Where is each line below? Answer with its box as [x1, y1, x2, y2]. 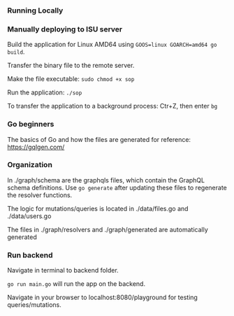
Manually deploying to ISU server [7, 24, 123, 34]
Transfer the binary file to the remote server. [7, 62, 135, 70]
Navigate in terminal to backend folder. [7, 266, 119, 275]
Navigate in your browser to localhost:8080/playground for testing [7, 293, 198, 302]
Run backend [7, 250, 53, 260]
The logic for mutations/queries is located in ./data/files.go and [7, 204, 189, 213]
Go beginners [7, 120, 54, 129]
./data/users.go [7, 212, 52, 220]
